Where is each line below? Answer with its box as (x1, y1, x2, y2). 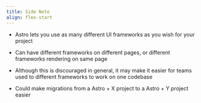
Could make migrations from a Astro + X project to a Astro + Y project (14, 84, 189, 92)
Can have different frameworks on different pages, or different (14, 49, 170, 56)
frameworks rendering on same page (14, 55, 107, 62)
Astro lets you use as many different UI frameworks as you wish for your (14, 31, 195, 38)
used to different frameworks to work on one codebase (14, 73, 153, 80)
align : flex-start (6, 14, 53, 20)
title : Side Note (6, 8, 50, 15)
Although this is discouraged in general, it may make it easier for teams (14, 66, 192, 74)
